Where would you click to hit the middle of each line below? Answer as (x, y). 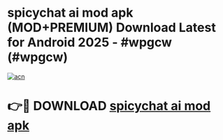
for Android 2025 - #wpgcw (90, 42)
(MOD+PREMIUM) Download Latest (112, 28)
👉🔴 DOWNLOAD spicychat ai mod (109, 106)
